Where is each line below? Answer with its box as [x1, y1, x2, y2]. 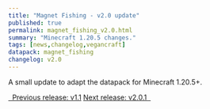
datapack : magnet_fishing [8, 48, 94, 56]
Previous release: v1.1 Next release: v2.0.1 [11, 92, 147, 102]
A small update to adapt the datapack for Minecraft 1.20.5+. [8, 77, 203, 87]
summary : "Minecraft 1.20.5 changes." [8, 33, 136, 42]
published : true [8, 19, 62, 27]
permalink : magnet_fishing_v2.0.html [8, 26, 133, 34]
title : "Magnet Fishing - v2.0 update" [8, 11, 140, 20]
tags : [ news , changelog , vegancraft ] [8, 41, 126, 49]
